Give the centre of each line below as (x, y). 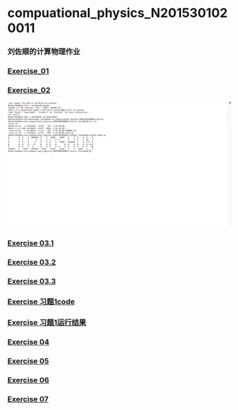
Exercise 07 (28, 399)
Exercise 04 (28, 342)
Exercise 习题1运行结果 (47, 322)
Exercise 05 (28, 361)
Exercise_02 (29, 90)
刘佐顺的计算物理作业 (44, 52)
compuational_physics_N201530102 (118, 13)
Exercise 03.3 (32, 282)
